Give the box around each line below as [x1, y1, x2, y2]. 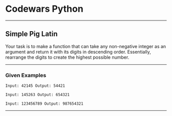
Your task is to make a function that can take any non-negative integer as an [5, 43, 166, 49]
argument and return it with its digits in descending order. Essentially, [5, 49, 151, 55]
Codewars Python [5, 3, 83, 15]
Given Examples [5, 72, 47, 79]
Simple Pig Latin [5, 30, 58, 38]
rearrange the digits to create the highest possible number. [5, 54, 130, 60]
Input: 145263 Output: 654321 [5, 92, 70, 98]
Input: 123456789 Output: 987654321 [5, 101, 83, 106]
